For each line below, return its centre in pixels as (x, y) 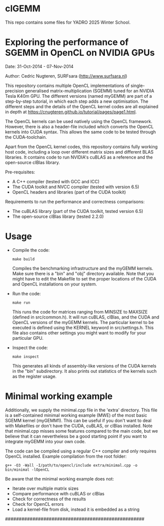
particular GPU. (28, 338)
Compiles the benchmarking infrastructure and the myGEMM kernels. (83, 268)
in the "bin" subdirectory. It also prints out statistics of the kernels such (84, 371)
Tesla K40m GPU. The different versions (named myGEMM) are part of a (79, 96)
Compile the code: (31, 250)
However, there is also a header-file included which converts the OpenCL (80, 126)
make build (23, 259)
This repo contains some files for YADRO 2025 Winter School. (68, 22)
